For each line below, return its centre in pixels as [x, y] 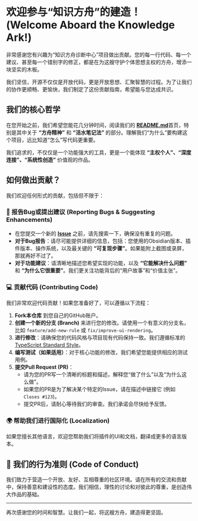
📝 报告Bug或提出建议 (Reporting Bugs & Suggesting [80, 212]
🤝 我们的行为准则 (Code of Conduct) [72, 464]
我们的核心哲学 [33, 110]
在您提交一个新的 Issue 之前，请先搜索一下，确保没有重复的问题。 [95, 233]
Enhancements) [29, 220]
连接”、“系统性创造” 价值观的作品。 [50, 159]
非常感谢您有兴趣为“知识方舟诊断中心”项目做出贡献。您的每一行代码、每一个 [99, 54]
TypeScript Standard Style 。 [49, 345]
